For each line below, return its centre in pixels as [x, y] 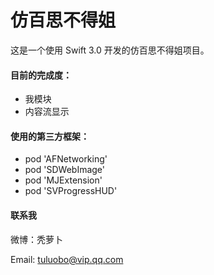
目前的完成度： [41, 75]
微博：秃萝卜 [36, 239]
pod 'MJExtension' [63, 180]
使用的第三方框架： [50, 136]
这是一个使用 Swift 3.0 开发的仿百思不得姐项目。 [110, 50]
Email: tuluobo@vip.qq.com [67, 259]
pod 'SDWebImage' [64, 170]
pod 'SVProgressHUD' [71, 191]
